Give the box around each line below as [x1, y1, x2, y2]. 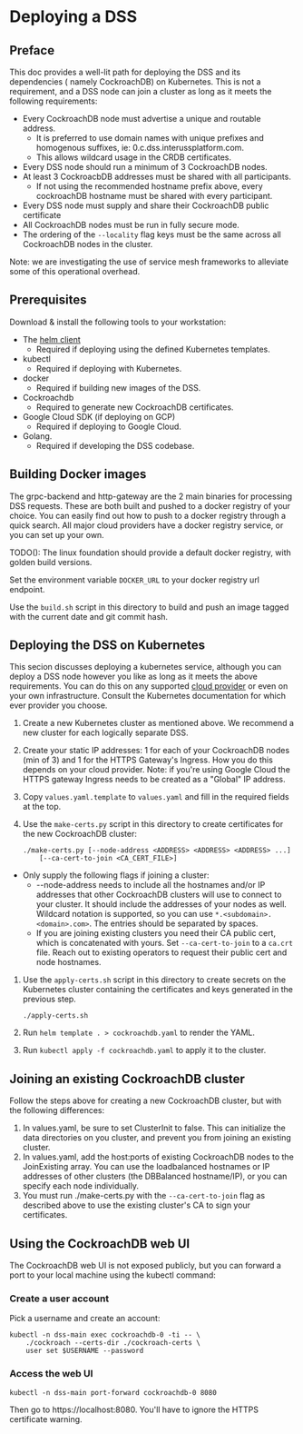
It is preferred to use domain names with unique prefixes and [35, 133, 265, 143]
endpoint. [9, 583, 45, 594]
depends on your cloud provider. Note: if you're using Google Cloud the [22, 764, 290, 775]
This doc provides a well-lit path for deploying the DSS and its [9, 66, 241, 77]
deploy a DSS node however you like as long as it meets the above [9, 671, 259, 682]
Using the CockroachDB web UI [9, 1236, 191, 1251]
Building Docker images [9, 466, 147, 483]
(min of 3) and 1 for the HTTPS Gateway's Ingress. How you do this [22, 754, 274, 765]
